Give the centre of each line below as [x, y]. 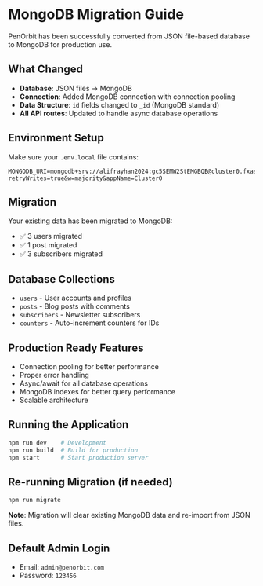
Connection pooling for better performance [89, 366]
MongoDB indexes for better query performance [97, 392]
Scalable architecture [54, 400]
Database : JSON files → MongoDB [76, 88]
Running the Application [68, 425]
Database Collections [61, 279]
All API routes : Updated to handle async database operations [119, 113]
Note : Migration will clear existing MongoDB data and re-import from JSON [129, 515]
